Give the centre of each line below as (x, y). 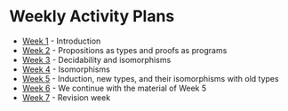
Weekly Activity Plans (92, 16)
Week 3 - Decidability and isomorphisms (96, 59)
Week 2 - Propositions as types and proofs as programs (124, 50)
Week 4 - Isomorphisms (66, 69)
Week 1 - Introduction (61, 41)
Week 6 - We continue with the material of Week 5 (114, 88)
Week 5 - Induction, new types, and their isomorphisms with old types (150, 78)
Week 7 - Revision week (66, 97)
